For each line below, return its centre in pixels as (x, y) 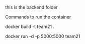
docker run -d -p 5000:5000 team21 (43, 36)
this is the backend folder (31, 7)
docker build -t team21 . (30, 26)
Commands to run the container (38, 17)
